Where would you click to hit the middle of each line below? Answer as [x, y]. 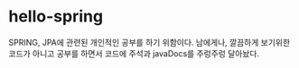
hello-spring [56, 17]
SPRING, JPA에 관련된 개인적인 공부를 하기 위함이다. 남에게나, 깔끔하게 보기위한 [149, 42]
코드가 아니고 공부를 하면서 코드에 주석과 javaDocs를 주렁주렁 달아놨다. [134, 53]
